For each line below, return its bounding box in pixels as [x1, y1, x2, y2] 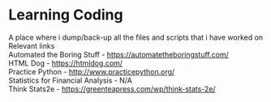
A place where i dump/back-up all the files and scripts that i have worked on [8, 32, 264, 42]
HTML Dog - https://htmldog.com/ [8, 58, 123, 68]
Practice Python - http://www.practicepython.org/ [8, 66, 175, 76]
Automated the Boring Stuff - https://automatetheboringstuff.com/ [8, 49, 229, 59]
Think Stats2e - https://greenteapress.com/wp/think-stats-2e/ [8, 83, 217, 94]
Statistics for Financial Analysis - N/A [8, 75, 132, 85]
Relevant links [8, 40, 55, 50]
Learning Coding [8, 6, 123, 24]
